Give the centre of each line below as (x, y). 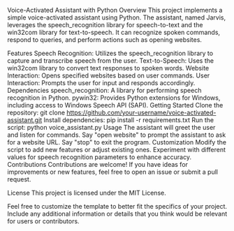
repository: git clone (36, 112)
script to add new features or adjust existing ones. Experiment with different (116, 150)
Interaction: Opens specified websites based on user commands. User (109, 75)
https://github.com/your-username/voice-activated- (141, 112)
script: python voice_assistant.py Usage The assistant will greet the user (111, 127)
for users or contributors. (43, 221)
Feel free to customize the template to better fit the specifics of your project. (117, 206)
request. (19, 179)
